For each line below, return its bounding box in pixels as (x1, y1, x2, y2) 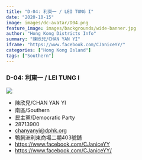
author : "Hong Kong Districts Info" (6, 31, 96, 37)
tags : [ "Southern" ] (6, 53, 54, 59)
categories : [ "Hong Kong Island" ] (6, 47, 92, 53)
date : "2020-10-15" (6, 14, 54, 20)
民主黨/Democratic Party (14, 114, 75, 121)
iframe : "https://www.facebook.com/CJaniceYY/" (6, 42, 126, 48)
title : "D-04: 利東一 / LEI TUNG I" (6, 8, 94, 15)
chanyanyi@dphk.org (14, 127, 67, 134)
